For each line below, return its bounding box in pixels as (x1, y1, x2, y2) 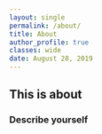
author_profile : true (9, 37, 90, 47)
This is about (9, 87, 82, 102)
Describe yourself (9, 114, 89, 126)
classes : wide (9, 46, 62, 55)
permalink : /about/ (9, 21, 82, 30)
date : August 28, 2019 (9, 54, 93, 63)
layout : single (9, 12, 66, 22)
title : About (9, 29, 58, 38)
